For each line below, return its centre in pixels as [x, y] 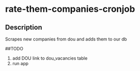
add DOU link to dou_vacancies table [50, 58]
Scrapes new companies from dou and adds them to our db [66, 39]
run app [20, 63]
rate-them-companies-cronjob [70, 9]
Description [24, 27]
